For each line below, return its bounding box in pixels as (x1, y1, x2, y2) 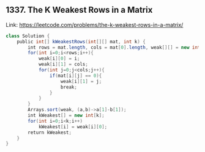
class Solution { (6, 33, 50, 39)
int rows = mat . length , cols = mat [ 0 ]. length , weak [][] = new (28, 44, 190, 51)
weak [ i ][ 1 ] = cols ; (38, 61, 88, 68)
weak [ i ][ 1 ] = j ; (60, 78, 102, 84)
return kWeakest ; (28, 129, 72, 136)
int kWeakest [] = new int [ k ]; (28, 112, 105, 118)
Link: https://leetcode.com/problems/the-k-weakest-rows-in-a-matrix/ (6, 21, 184, 28)
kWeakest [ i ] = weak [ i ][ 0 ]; (38, 123, 108, 130)
